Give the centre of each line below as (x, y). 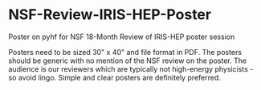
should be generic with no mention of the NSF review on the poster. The (128, 61)
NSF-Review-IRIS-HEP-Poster (110, 15)
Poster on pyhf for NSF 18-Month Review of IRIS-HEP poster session (122, 37)
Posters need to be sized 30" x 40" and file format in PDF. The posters (125, 52)
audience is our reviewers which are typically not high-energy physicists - (131, 68)
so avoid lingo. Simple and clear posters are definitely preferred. (114, 77)
